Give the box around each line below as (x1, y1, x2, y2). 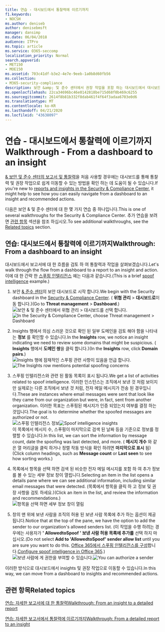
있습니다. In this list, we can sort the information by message (27, 432, 147, 438)
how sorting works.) (12, 455, 53, 461)
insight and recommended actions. (5, 196, 76, 202)
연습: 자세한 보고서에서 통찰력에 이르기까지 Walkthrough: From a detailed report (5, 616, 160, 622)
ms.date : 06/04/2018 (5, 35, 48, 40)
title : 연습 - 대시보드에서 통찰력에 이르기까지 (5, 7, 89, 12)
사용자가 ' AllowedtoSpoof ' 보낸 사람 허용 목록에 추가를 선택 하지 (25, 530, 152, 536)
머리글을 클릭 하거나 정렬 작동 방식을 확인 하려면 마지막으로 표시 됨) (23, 445, 151, 450)
